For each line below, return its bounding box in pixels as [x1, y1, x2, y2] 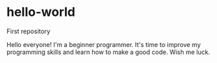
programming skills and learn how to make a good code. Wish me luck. [6, 48, 211, 56]
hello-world [6, 4, 76, 20]
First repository [6, 27, 50, 35]
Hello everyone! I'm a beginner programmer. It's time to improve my [6, 40, 201, 48]
